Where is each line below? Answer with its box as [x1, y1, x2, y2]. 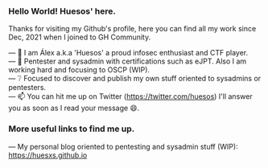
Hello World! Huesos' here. [8, 6, 117, 17]
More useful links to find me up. [8, 123, 135, 134]
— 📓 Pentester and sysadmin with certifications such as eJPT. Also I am [8, 56, 247, 66]
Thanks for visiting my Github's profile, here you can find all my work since [8, 24, 257, 34]
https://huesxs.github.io [8, 150, 88, 160]
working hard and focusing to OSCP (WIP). [8, 65, 150, 75]
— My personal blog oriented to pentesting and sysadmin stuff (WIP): [8, 141, 239, 151]
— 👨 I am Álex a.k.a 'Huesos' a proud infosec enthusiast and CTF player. [8, 48, 248, 58]
